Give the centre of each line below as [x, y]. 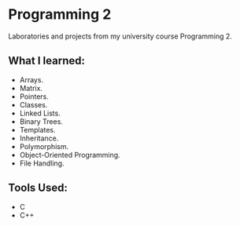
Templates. [38, 129]
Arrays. [31, 79]
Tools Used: [38, 188]
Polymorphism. [44, 146]
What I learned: [46, 61]
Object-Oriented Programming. [70, 155]
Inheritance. [39, 138]
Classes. [33, 104]
